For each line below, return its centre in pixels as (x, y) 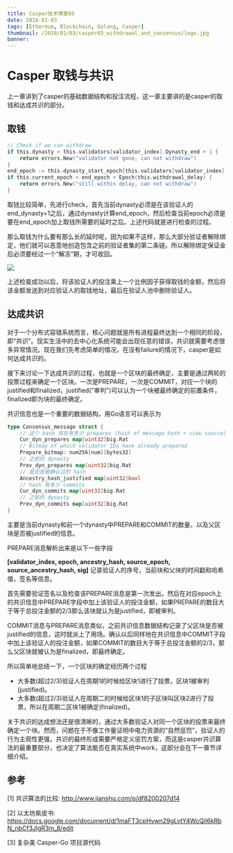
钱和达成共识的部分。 (37, 105)
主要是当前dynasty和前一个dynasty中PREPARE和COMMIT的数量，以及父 (111, 525)
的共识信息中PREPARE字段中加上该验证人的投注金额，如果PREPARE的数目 (113, 602)
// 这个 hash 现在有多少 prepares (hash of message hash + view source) (123, 433)
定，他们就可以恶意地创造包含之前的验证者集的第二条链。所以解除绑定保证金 (116, 245)
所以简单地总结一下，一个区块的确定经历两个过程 (77, 666)
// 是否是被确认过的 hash (53, 472)
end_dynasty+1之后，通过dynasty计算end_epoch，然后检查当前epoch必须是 (116, 213)
